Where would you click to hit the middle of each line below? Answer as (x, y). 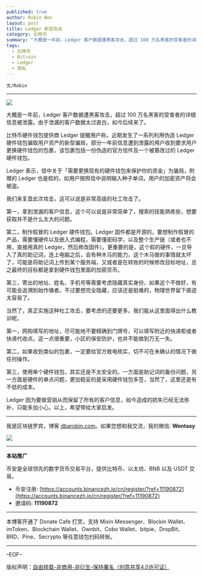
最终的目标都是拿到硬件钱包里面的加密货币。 (67, 270)
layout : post (23, 23)
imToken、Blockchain (33, 529)
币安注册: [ (28, 489)
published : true (27, 12)
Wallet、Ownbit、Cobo (89, 529)
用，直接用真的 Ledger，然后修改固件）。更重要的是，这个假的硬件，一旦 (97, 247)
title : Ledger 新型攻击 (34, 29)
